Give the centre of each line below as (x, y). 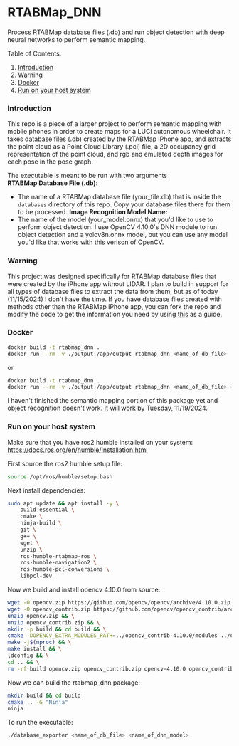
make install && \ (34, 649)
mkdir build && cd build (44, 695)
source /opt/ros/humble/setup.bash (60, 477)
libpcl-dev (36, 576)
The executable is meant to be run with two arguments (87, 176)
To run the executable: (40, 723)
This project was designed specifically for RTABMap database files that (112, 276)
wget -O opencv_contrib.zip (49, 609)
